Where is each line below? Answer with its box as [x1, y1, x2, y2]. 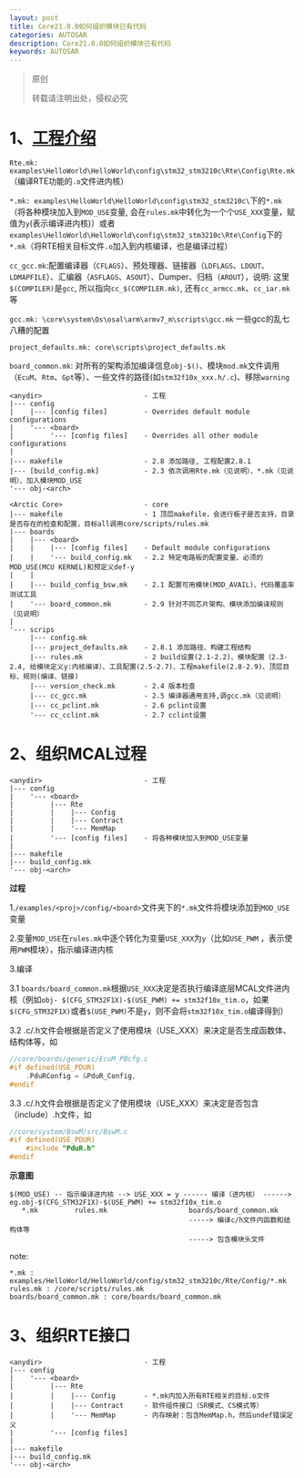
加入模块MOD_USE [25, 476, 83, 485]
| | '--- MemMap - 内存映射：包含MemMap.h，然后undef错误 [9, 1411, 287, 1420]
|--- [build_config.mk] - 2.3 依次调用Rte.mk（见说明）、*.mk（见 [9, 466, 288, 476]
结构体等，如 [9, 1036, 57, 1047]
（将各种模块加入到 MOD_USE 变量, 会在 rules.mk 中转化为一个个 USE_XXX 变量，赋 [9, 207, 296, 218]
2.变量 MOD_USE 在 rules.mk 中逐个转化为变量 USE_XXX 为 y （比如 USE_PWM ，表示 [9, 933, 285, 943]
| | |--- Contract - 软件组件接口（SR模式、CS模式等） [9, 1401, 264, 1410]
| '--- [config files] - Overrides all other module [9, 432, 258, 441]
